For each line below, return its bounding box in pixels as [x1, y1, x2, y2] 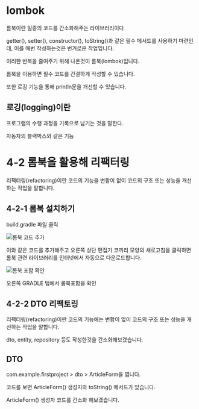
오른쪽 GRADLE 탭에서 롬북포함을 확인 [6, 279, 96, 287]
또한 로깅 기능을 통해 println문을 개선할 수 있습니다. [6, 83, 127, 90]
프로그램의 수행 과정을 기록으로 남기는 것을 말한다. [6, 119, 124, 126]
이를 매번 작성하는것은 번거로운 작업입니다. [14, 45, 115, 52]
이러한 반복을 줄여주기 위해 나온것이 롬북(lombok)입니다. [6, 57, 140, 64]
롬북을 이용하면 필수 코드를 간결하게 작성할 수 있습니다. [6, 70, 135, 77]
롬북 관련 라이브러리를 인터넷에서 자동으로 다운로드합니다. [6, 254, 142, 261]
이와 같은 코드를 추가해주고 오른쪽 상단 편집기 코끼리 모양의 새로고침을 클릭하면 [6, 246, 192, 254]
